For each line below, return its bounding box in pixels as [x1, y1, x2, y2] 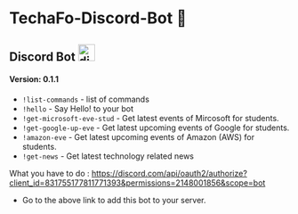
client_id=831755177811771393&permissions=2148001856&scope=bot [9, 177, 266, 188]
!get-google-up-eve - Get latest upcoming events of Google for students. [21, 122, 290, 133]
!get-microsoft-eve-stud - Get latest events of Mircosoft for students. [21, 112, 279, 123]
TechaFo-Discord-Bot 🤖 [9, 8, 187, 29]
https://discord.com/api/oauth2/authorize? [91, 168, 247, 178]
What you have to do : [9, 168, 90, 178]
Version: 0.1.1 [9, 74, 60, 85]
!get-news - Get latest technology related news [21, 151, 194, 161]
